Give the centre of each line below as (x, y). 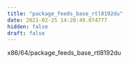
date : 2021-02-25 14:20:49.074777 (58, 20)
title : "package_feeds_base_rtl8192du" (65, 14)
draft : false (26, 33)
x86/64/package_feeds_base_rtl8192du (64, 53)
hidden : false (28, 26)
